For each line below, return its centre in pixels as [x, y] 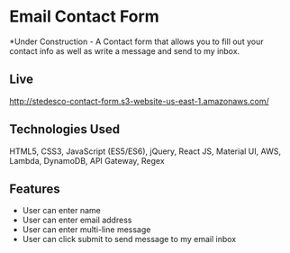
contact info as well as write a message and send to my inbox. [125, 50]
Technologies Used [64, 129]
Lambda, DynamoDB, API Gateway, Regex [87, 160]
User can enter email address [77, 220]
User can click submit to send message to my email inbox [129, 239]
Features [35, 189]
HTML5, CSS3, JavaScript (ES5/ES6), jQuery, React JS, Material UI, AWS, [145, 151]
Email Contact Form [84, 17]
